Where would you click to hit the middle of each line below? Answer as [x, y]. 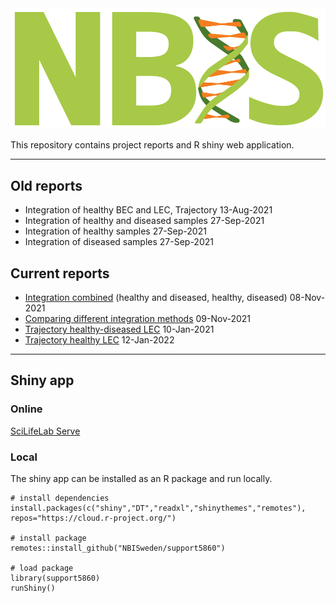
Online [26, 409]
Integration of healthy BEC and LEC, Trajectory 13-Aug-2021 [148, 210]
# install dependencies [60, 498]
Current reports [60, 273]
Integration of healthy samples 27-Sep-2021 [115, 231]
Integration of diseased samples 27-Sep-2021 [119, 242]
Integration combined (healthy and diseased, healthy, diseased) [156, 297]
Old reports [46, 185]
